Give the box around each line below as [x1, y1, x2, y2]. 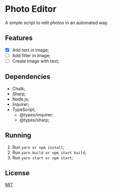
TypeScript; [12, 107, 36, 112]
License [5, 168, 30, 177]
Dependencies [5, 73, 50, 81]
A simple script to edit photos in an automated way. [5, 20, 109, 26]
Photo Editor [5, 3, 57, 15]
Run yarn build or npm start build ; [12, 149, 87, 155]
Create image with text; [12, 58, 60, 64]
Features [5, 34, 33, 42]
